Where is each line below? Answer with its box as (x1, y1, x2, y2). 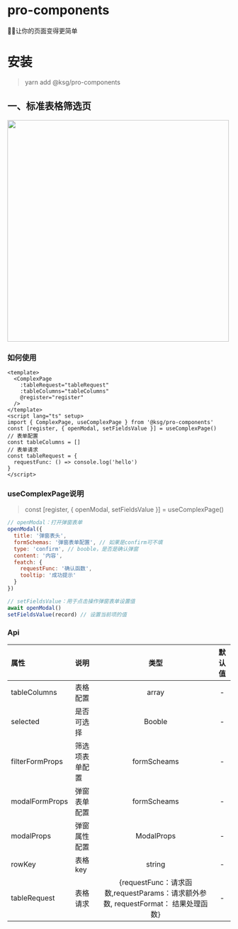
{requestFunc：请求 (119, 877, 186, 887)
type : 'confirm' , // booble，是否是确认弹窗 (13, 545, 139, 552)
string (146, 859, 166, 869)
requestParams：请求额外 (113, 888, 200, 898)
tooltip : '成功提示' (20, 572, 76, 579)
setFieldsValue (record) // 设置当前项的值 (7, 611, 127, 618)
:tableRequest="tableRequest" (20, 382, 110, 389)
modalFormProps (11, 796, 69, 806)
